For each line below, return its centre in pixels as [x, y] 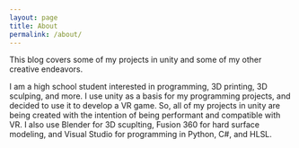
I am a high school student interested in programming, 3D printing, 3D [138, 87]
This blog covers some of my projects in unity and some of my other [136, 60]
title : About [34, 26]
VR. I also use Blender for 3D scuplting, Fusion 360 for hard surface [135, 125]
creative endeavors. [46, 69]
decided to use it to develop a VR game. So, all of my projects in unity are [145, 106]
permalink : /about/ [46, 34]
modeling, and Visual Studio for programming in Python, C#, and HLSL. [141, 135]
